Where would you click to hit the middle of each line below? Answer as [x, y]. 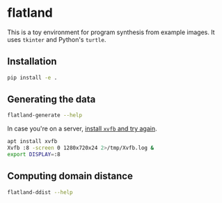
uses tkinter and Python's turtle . [57, 39]
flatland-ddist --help [40, 192]
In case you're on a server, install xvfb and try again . [82, 129]
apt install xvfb [32, 142]
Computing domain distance [70, 176]
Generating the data [51, 99]
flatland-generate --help [45, 115]
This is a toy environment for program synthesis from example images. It [111, 32]
